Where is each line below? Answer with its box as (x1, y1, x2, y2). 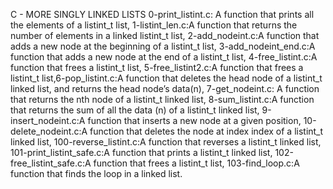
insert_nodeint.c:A (10, 115, 86, 126)
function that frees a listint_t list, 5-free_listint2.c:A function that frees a (10, 62, 304, 73)
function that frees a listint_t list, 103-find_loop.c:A (93, 157, 300, 169)
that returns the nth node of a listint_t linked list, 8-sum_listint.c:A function (10, 94, 315, 105)
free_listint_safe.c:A (10, 157, 92, 169)
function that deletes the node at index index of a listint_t (89, 125, 324, 137)
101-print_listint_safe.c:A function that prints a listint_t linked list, (10, 147, 273, 158)
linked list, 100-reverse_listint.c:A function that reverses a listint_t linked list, (10, 136, 322, 148)
